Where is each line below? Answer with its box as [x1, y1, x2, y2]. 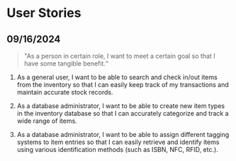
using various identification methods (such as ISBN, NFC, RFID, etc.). [16, 145, 219, 153]
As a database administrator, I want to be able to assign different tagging [16, 131, 230, 138]
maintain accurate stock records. [16, 88, 113, 96]
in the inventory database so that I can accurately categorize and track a [16, 109, 229, 117]
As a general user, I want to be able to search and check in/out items [16, 73, 218, 81]
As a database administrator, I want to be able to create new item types [16, 102, 225, 110]
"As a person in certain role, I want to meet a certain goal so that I [23, 52, 215, 60]
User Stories [6, 5, 82, 21]
